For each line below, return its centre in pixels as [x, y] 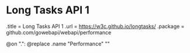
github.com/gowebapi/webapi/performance [59, 32]
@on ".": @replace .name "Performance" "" [58, 44]
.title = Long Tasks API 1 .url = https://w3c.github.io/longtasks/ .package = [95, 26]
